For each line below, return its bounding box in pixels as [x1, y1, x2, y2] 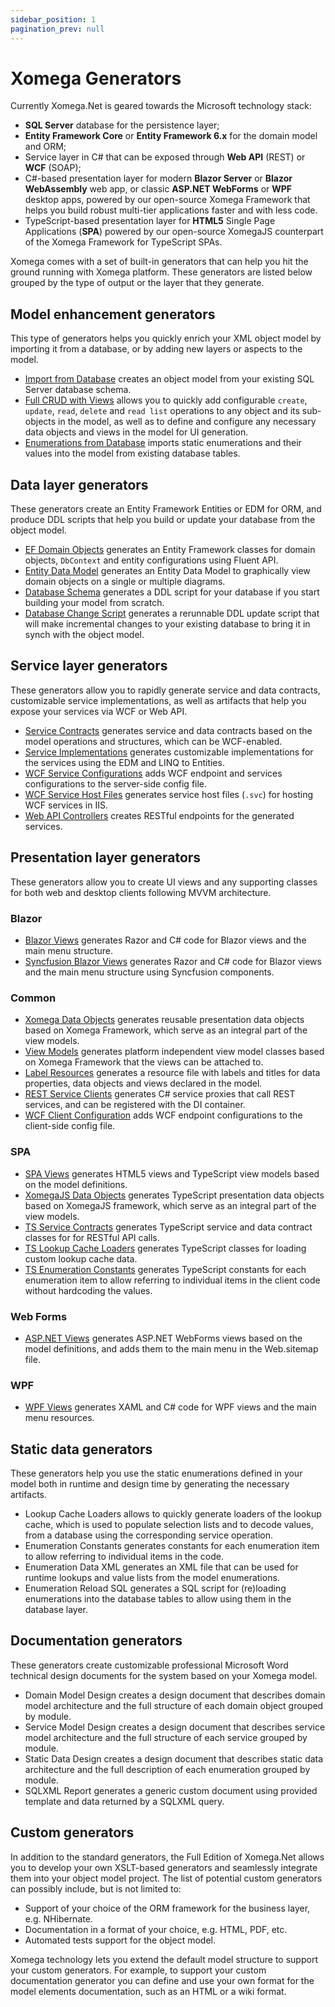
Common [10, 991, 57, 1005]
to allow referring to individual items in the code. [24, 1550, 224, 1562]
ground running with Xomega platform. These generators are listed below [10, 266, 313, 278]
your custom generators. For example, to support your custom [10, 1964, 267, 1976]
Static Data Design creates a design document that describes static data [24, 1752, 324, 1765]
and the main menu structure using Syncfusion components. [24, 966, 275, 978]
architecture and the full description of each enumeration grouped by [24, 1763, 311, 1775]
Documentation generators [10, 1632, 183, 1650]
